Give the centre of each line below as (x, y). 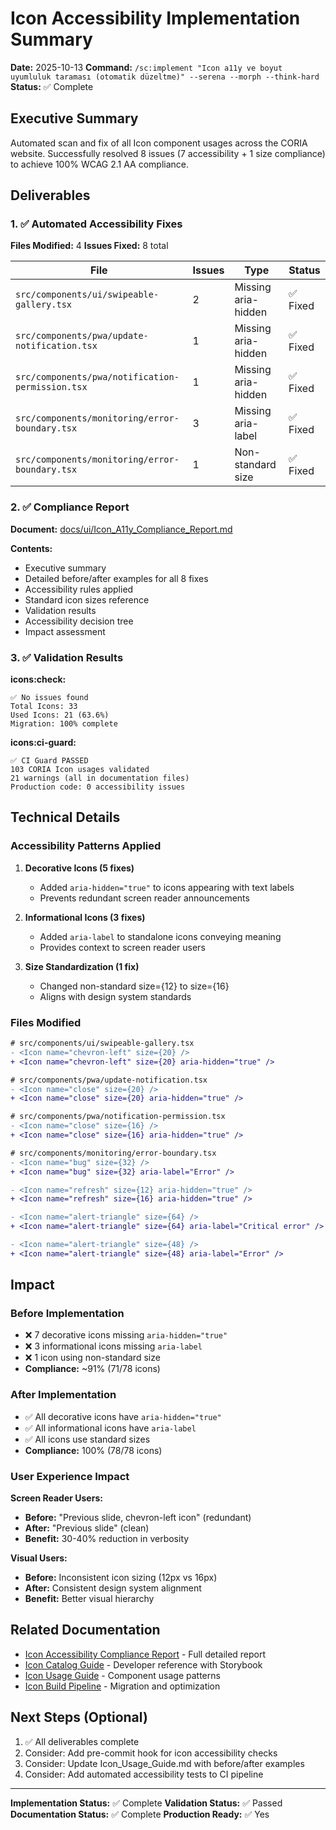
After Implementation (63, 1395)
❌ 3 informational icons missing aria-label (113, 1346)
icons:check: (38, 679)
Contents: (31, 548)
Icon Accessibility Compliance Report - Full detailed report (145, 1654)
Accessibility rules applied (79, 589)
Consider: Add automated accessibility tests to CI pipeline (144, 1774)
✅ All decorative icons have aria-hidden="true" (123, 1416)
